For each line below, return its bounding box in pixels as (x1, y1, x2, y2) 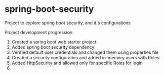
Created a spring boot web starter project (11, 38, 97, 45)
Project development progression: (4, 29, 74, 35)
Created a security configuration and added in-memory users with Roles (11, 54, 160, 60)
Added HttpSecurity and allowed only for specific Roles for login (11, 60, 143, 66)
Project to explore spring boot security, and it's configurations (4, 20, 131, 26)
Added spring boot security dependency (11, 44, 95, 50)
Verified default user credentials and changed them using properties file (11, 49, 159, 55)
